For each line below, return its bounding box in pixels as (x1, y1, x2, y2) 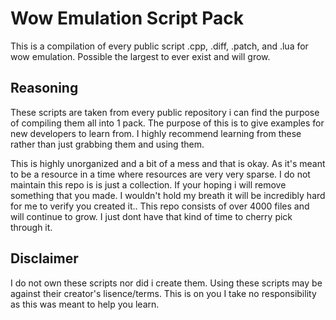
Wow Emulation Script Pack (10, 7, 245, 30)
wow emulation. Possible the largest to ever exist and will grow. (10, 50, 271, 62)
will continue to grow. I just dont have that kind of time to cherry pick (10, 210, 293, 222)
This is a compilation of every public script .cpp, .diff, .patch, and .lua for (10, 40, 309, 52)
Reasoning (10, 80, 79, 97)
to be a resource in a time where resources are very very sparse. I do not (10, 168, 311, 180)
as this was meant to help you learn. (10, 298, 160, 310)
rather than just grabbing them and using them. (10, 138, 205, 150)
